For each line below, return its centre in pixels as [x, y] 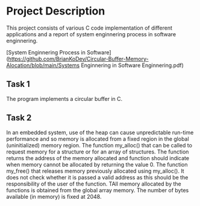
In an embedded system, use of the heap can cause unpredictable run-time [100, 132]
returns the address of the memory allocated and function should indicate [98, 158]
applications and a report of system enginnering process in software [91, 34]
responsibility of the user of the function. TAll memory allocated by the [94, 184]
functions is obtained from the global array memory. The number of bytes [98, 190]
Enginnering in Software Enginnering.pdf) [132, 65]
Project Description [56, 11]
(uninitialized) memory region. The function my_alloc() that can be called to [99, 145]
